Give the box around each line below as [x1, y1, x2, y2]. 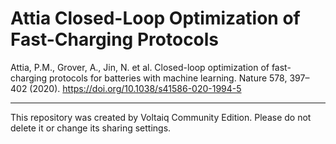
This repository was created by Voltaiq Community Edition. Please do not [10, 111, 312, 123]
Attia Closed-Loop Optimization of [10, 7, 301, 30]
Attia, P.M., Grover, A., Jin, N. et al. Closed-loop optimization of [10, 61, 270, 73]
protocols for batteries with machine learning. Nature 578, [48, 72, 288, 84]
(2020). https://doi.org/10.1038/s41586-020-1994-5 [29, 82, 242, 94]
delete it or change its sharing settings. [10, 122, 172, 134]
